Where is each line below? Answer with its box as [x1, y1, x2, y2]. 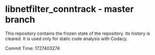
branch [5, 14, 36, 25]
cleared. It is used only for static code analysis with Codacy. [5, 36, 128, 42]
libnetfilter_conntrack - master [5, 3, 134, 15]
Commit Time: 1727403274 [5, 45, 60, 51]
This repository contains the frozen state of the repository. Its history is [5, 30, 150, 36]
